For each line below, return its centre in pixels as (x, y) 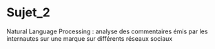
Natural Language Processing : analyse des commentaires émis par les (107, 31)
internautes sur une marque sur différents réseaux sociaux (90, 38)
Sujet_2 (29, 13)
